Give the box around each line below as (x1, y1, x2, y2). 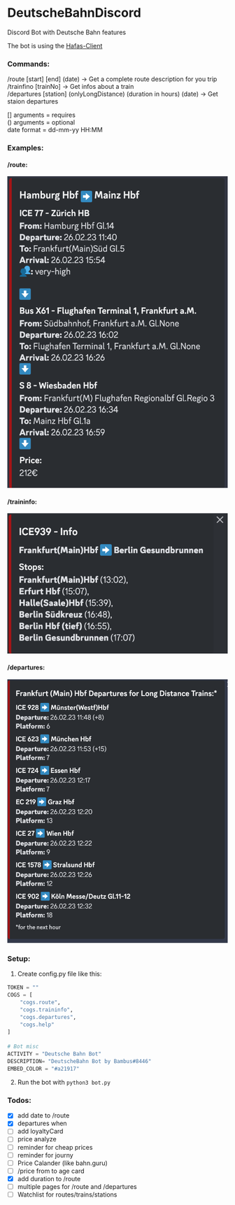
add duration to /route (17, 1174, 81, 1183)
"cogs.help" (20, 1021, 55, 1028)
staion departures (7, 97, 59, 106)
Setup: (7, 954, 31, 964)
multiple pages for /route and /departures (17, 1182, 138, 1190)
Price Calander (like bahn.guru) (17, 1159, 108, 1167)
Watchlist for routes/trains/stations (17, 1190, 117, 1199)
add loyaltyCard (17, 1127, 64, 1136)
